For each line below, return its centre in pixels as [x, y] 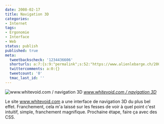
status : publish [21, 46]
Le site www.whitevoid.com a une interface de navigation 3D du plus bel [78, 101]
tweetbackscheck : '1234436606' [41, 60]
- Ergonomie [17, 32]
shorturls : [20, 64]
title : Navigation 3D [27, 14]
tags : [10, 28]
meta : [10, 55]
